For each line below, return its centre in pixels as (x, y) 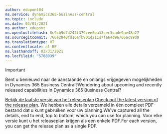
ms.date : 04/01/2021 (27, 24)
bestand (14, 110)
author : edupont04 (24, 10)
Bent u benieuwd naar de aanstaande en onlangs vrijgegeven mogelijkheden (84, 79)
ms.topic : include (24, 19)
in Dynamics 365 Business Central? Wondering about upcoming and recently (83, 85)
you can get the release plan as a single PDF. (51, 126)
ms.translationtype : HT (30, 42)
